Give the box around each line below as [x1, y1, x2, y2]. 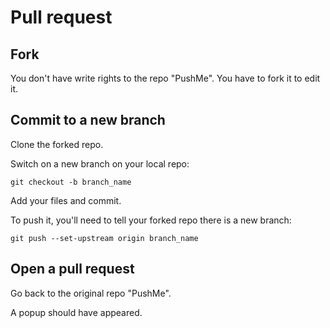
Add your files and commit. [10, 194, 122, 206]
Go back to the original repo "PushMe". [10, 287, 172, 299]
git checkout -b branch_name [10, 177, 132, 187]
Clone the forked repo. [10, 138, 104, 150]
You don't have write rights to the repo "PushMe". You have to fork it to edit [10, 72, 321, 84]
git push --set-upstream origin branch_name [10, 233, 199, 243]
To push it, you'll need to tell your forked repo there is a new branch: [10, 214, 292, 226]
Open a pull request [10, 261, 135, 278]
